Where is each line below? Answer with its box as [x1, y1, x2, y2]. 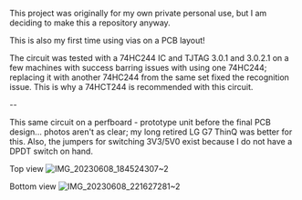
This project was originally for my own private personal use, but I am [9, 8, 267, 18]
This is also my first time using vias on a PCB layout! [9, 35, 205, 45]
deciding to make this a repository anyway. [9, 17, 171, 28]
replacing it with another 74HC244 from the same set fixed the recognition [9, 72, 290, 83]
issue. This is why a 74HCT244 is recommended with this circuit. [9, 82, 254, 92]
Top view [9, 164, 44, 174]
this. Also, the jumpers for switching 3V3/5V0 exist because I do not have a [9, 136, 293, 146]
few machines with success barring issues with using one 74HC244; [9, 63, 267, 73]
